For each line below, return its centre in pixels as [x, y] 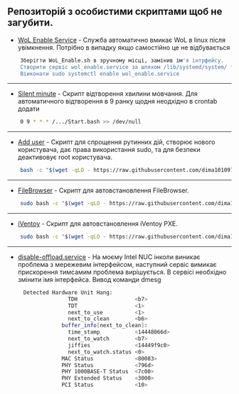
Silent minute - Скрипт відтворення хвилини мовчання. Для [107, 94]
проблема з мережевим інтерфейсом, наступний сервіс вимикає [117, 264]
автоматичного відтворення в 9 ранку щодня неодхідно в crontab [117, 102]
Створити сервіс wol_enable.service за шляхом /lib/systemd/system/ [124, 67]
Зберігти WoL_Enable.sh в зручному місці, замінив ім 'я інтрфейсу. [122, 60]
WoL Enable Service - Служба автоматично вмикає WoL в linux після [122, 40]
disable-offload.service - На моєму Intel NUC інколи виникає [109, 257]
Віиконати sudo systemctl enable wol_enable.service [100, 74]
